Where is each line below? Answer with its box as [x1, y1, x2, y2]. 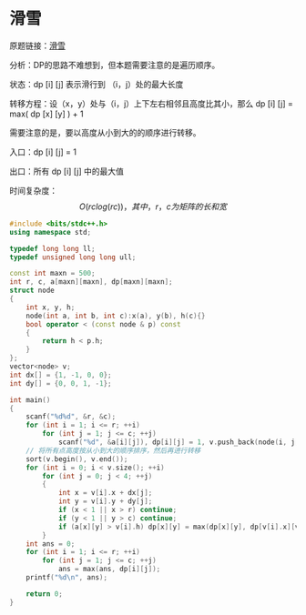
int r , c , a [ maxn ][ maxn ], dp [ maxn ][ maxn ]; [9, 277, 173, 287]
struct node [9, 286, 55, 296]
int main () [9, 395, 51, 405]
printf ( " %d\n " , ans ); [25, 573, 107, 582]
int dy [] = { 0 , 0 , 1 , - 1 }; [9, 378, 112, 388]
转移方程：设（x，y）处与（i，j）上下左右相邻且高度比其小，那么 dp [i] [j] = [9, 97, 294, 109]
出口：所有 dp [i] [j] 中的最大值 [9, 166, 125, 176]
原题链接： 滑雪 [9, 40, 66, 51]
